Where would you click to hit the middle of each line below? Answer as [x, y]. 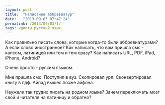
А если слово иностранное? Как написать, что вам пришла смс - [75, 48]
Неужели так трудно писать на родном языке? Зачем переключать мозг [82, 92]
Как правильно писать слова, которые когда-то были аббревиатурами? [82, 42]
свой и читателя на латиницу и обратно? [48, 98]
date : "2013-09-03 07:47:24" [38, 19]
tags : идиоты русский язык [33, 28]
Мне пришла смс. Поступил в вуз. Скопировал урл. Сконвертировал [78, 77]
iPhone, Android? [23, 58]
